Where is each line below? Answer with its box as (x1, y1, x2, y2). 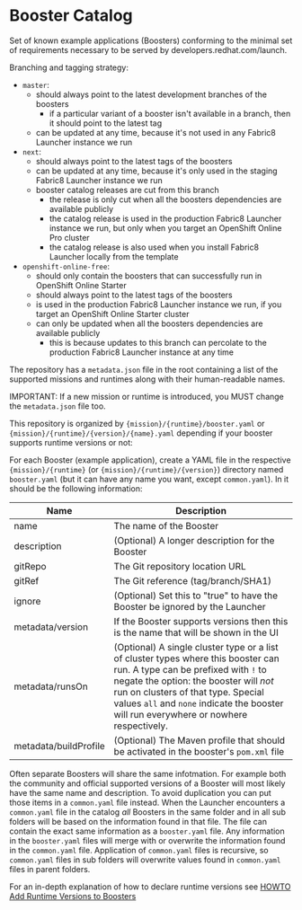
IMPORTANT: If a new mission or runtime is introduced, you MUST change (9, 391, 285, 402)
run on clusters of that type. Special (113, 685, 265, 698)
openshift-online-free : (22, 261, 111, 271)
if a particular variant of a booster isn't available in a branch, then (49, 108, 291, 119)
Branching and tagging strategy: (9, 62, 129, 73)
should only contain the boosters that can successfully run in (35, 270, 262, 281)
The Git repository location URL (113, 560, 247, 572)
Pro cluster (49, 232, 90, 243)
